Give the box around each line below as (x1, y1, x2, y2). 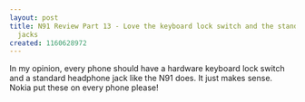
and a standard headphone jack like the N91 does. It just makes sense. (9, 73, 273, 84)
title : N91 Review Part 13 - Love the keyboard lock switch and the (9, 22, 274, 31)
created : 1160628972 (9, 38, 88, 48)
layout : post (9, 13, 59, 23)
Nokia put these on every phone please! (9, 82, 159, 93)
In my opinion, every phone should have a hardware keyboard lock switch (9, 63, 285, 74)
